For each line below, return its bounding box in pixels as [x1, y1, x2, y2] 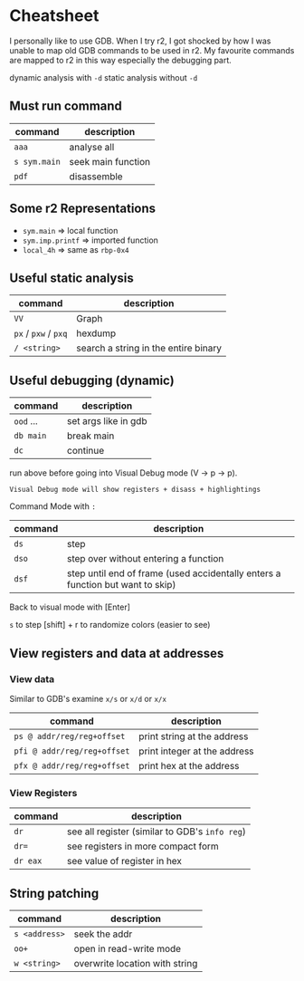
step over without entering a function [66, 553, 224, 565]
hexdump [76, 327, 117, 340]
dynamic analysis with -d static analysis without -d [9, 72, 198, 82]
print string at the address [138, 730, 249, 743]
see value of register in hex [66, 855, 183, 868]
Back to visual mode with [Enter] [9, 601, 131, 612]
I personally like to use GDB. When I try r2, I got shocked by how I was [9, 35, 271, 46]
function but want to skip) [66, 579, 176, 591]
